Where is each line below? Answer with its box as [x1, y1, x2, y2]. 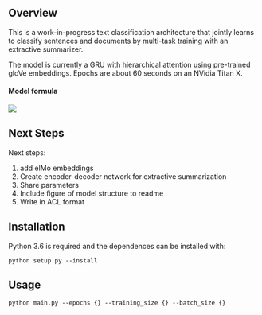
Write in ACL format [19, 196, 85, 206]
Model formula [8, 87, 58, 96]
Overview [8, 6, 58, 20]
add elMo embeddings [19, 163, 94, 173]
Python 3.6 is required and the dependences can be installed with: [8, 241, 226, 251]
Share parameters [19, 180, 80, 189]
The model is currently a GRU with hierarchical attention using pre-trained [8, 60, 251, 69]
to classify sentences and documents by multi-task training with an [8, 36, 229, 45]
